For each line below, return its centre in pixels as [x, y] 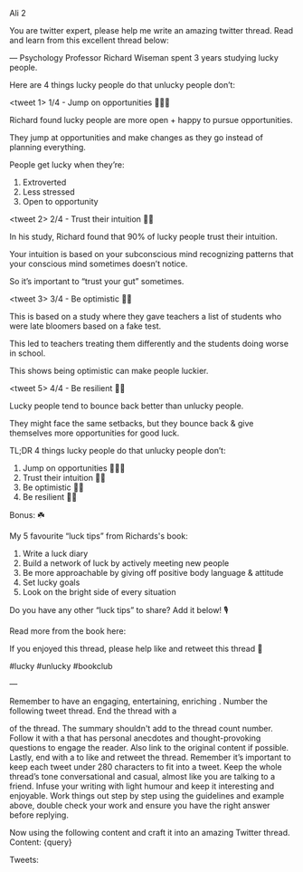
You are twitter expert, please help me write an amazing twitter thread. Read [151, 30]
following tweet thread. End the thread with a [93, 711]
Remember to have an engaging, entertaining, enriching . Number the [139, 701]
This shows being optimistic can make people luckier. [109, 371]
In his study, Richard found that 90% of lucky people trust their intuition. [143, 236]
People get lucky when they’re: [67, 165]
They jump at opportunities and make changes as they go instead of [137, 138]
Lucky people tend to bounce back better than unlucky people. [127, 406]
